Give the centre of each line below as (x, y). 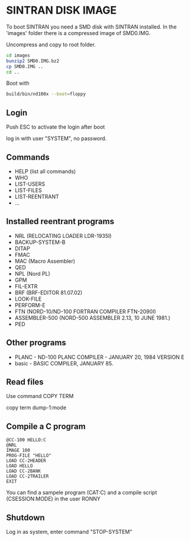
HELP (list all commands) (45, 171)
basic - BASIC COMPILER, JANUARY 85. (64, 363)
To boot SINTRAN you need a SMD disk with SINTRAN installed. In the (91, 27)
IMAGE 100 (18, 451)
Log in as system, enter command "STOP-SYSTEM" (69, 532)
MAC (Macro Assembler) (45, 261)
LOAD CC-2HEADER (26, 461)
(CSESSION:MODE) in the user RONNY (53, 499)
